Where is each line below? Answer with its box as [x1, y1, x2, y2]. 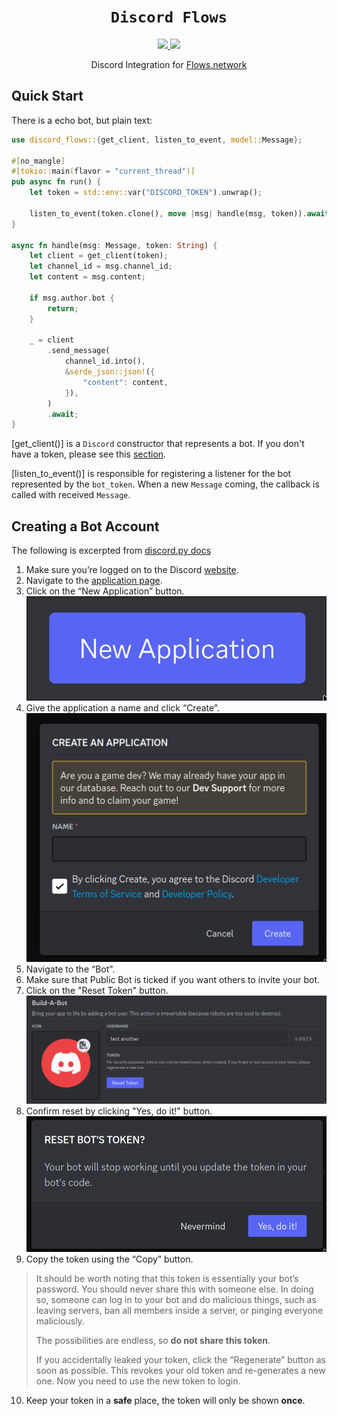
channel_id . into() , [64, 356, 146, 367]
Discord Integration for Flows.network [90, 58, 248, 70]
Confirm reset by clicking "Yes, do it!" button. [25, 1105, 213, 1117]
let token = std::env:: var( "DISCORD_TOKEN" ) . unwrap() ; [29, 188, 263, 198]
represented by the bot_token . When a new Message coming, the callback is [11, 478, 320, 490]
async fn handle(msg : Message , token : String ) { [11, 240, 218, 250]
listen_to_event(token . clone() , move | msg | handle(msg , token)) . [29, 208, 308, 219]
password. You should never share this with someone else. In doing [35, 1283, 314, 1295]
